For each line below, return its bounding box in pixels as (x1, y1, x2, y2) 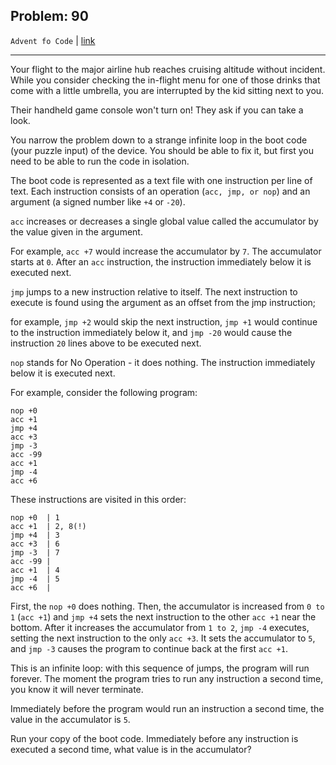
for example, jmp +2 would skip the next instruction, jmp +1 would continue (10, 315, 318, 328)
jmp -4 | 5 (10, 574, 60, 584)
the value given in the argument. (10, 225, 143, 238)
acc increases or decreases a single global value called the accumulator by (10, 215, 319, 227)
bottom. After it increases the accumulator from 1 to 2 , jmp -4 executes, (10, 621, 310, 633)
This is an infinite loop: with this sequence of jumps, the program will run (10, 662, 310, 674)
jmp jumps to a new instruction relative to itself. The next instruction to (10, 285, 298, 298)
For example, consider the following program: (10, 386, 198, 398)
